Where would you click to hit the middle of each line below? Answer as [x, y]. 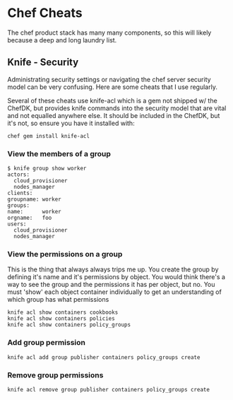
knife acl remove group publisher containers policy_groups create [109, 389]
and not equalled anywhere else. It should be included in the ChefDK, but [114, 115]
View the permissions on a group [65, 254]
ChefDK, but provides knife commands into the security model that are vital [117, 108]
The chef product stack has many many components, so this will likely [109, 33]
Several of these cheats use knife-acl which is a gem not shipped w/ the [112, 100]
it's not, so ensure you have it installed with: [71, 123]
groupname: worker [34, 199]
